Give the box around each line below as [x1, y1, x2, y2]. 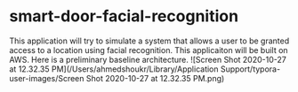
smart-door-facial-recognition [9, 6, 238, 27]
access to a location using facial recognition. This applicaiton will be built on [9, 44, 288, 55]
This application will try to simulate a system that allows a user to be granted [9, 35, 290, 46]
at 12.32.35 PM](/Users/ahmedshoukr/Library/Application [9, 64, 220, 74]
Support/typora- [220, 64, 281, 74]
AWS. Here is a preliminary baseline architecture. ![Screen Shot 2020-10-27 [9, 54, 286, 65]
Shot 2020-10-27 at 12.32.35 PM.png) [85, 73, 225, 83]
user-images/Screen [9, 73, 85, 83]
